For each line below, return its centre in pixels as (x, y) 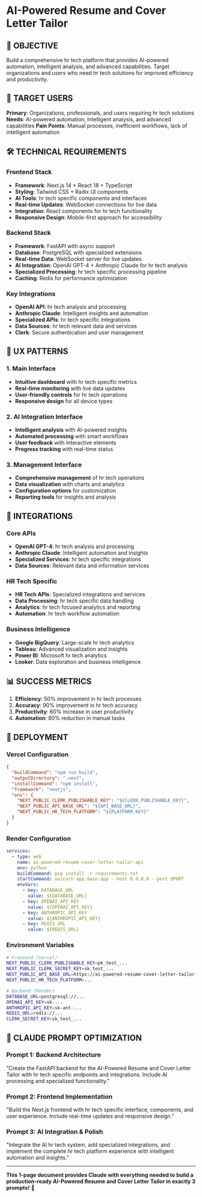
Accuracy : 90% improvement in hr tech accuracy (76, 705)
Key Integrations (31, 293)
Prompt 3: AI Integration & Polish (55, 1132)
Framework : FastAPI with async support (65, 246)
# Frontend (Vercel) (32, 957)
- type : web (27, 857)
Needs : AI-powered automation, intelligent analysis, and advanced (89, 119)
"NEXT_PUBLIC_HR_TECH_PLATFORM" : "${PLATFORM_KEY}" (83, 812)
